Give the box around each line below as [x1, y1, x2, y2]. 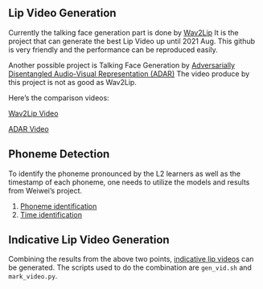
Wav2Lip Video [8, 108, 59, 118]
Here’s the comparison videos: [8, 92, 110, 103]
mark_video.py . [8, 271, 58, 281]
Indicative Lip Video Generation [8, 233, 171, 247]
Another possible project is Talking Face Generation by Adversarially [8, 60, 236, 70]
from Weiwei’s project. [8, 185, 83, 195]
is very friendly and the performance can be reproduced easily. [8, 44, 219, 55]
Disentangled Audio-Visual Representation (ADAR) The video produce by [8, 68, 250, 79]
